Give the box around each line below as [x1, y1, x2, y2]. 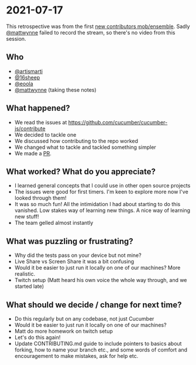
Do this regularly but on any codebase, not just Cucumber [14, 315, 154, 322]
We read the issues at [14, 119, 67, 126]
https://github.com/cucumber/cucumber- [68, 119, 168, 126]
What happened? [6, 103, 70, 113]
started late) [14, 283, 44, 290]
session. [6, 35, 26, 42]
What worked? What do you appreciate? [6, 166, 156, 176]
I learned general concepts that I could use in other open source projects [14, 182, 191, 189]
